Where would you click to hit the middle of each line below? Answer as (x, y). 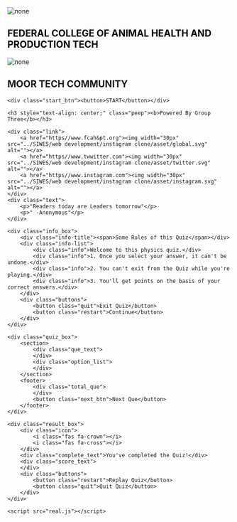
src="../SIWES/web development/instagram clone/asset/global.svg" (108, 144)
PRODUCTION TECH (53, 44)
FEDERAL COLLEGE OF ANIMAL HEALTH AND (109, 34)
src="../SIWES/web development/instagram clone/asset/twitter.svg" (109, 163)
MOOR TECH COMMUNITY (68, 84)
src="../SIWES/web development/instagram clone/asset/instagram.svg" (112, 181)
